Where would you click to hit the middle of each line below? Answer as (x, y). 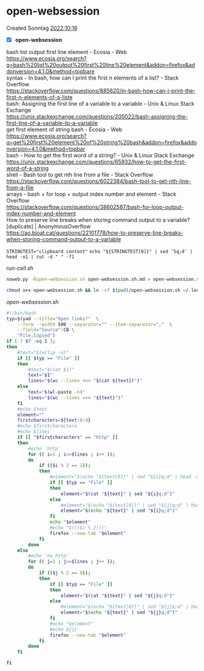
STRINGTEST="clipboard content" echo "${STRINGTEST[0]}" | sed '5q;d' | (100, 252)
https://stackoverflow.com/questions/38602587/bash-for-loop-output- (95, 207)
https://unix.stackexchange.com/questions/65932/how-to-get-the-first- (97, 162)
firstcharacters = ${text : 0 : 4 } (54, 421)
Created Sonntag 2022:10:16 (42, 28)
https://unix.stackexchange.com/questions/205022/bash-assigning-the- (97, 116)
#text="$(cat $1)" (51, 370)
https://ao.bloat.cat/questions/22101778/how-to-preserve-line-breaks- (95, 233)
